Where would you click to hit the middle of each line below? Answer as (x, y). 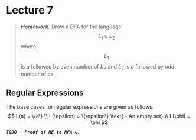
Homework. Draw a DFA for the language (71, 27)
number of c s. (37, 74)
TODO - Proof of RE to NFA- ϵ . (43, 132)
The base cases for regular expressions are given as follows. (80, 107)
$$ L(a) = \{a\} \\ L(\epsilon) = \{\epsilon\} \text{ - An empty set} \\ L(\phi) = (99, 116)
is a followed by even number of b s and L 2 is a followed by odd (97, 67)
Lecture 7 (30, 10)
